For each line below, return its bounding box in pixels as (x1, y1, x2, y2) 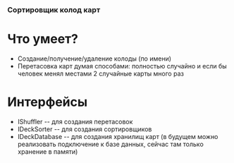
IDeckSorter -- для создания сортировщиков (17, 125, 152, 133)
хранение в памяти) (17, 147, 78, 156)
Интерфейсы (7, 94, 88, 110)
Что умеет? (7, 31, 79, 47)
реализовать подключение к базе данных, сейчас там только (17, 140, 204, 148)
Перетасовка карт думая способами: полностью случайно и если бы (17, 61, 227, 70)
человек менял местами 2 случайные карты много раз (17, 69, 185, 78)
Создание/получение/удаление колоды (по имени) (17, 54, 171, 63)
